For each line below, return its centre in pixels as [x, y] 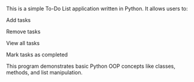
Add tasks [18, 20]
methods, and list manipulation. [44, 72]
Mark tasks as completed [37, 55]
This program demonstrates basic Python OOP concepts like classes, [91, 66]
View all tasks [23, 43]
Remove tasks [23, 31]
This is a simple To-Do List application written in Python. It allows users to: [97, 9]
